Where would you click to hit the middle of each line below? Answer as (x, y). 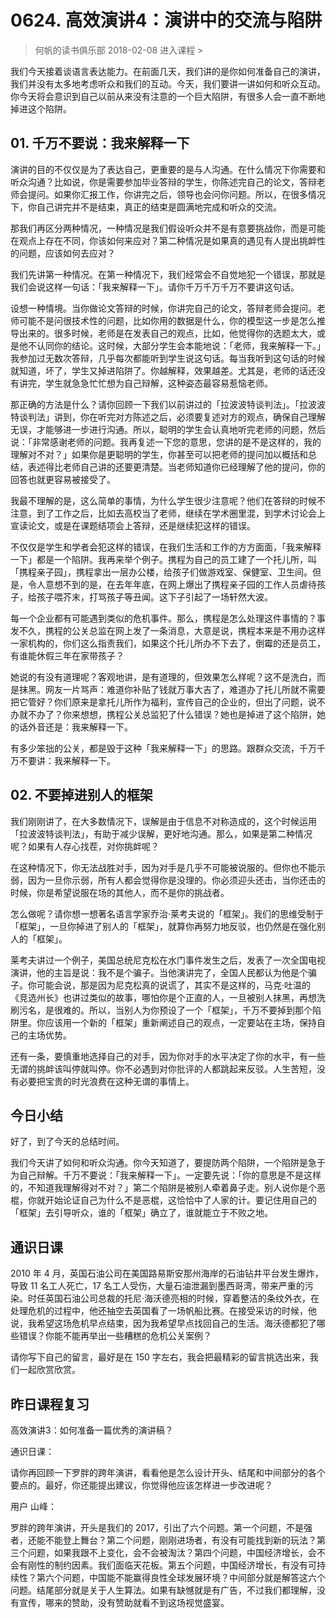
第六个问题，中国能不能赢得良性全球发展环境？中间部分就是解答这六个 (181, 1577)
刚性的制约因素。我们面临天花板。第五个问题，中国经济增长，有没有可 (172, 1565)
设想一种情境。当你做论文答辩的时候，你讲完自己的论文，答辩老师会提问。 (163, 308)
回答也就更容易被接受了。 (63, 479)
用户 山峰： (33, 1506)
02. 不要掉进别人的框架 (81, 795)
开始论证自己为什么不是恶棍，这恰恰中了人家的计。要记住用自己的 (180, 1200)
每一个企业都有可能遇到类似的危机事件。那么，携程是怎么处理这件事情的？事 (168, 618)
